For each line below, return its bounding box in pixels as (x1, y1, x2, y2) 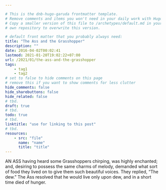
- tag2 (14, 71, 28, 76)
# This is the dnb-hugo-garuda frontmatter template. (5, 11, 119, 16)
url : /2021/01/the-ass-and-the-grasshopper (5, 57, 96, 62)
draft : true (5, 103, 30, 108)
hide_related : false (5, 94, 48, 99)
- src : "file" (14, 136, 43, 141)
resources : (5, 131, 28, 136)
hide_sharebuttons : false (5, 90, 58, 95)
